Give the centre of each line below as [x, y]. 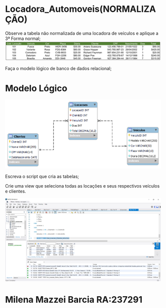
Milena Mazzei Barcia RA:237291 [74, 299]
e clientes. [16, 192]
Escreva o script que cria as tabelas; [42, 177]
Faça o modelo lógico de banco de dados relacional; [59, 68]
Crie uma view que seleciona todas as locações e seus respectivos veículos [82, 186]
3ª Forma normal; [23, 38]
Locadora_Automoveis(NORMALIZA [81, 9]
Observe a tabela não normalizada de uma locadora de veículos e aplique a [82, 33]
